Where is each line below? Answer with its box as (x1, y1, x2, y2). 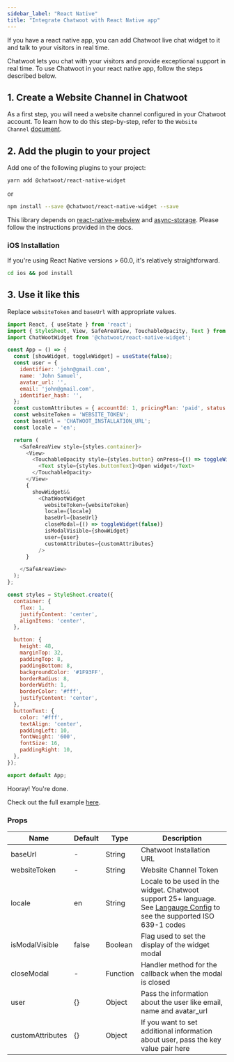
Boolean (105, 940, 133, 950)
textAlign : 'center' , (19, 720, 82, 728)
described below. (7, 71, 57, 80)
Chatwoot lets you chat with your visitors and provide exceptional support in (7, 56, 226, 65)
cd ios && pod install (7, 270, 73, 277)
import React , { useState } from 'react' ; (7, 321, 132, 328)
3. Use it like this (7, 289, 80, 301)
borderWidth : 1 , (19, 682, 68, 689)
